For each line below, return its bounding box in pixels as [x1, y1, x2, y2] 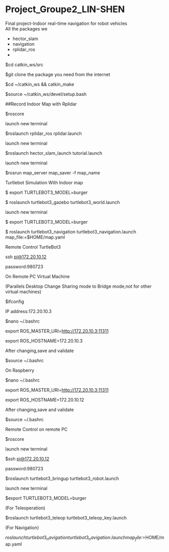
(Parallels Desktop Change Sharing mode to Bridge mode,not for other [5, 283, 152, 289]
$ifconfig [5, 298, 24, 304]
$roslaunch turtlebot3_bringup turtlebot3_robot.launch [5, 475, 119, 481]
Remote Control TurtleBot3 [5, 244, 61, 250]
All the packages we [5, 25, 48, 31]
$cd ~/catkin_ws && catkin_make [5, 81, 74, 87]
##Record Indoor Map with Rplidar [5, 100, 77, 107]
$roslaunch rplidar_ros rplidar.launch [5, 130, 82, 136]
